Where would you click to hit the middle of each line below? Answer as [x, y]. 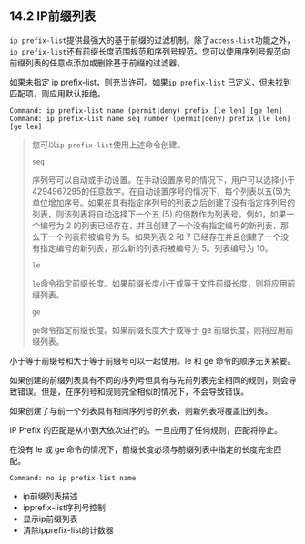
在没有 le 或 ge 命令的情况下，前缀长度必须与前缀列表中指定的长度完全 [142, 449]
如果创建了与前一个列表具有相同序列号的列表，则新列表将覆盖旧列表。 [141, 410]
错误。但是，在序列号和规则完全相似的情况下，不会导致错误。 [132, 391]
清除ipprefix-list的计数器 [68, 529]
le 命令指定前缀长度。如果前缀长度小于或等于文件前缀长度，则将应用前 [163, 283]
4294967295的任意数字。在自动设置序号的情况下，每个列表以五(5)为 [161, 191]
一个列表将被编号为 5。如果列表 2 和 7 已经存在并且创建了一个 [164, 237]
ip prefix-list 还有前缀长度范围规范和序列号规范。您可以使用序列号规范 [146, 51]
